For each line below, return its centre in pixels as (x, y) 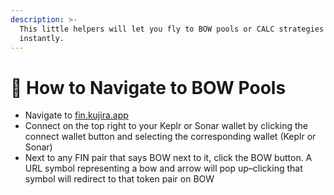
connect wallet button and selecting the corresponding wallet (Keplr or (170, 137)
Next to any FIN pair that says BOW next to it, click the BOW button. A (168, 158)
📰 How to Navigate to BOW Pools (148, 87)
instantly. (42, 38)
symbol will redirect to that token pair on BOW (119, 179)
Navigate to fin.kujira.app (76, 115)
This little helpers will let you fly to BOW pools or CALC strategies (172, 29)
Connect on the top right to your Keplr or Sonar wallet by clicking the (166, 126)
